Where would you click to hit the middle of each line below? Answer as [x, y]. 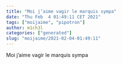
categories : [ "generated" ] [39, 33]
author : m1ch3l [25, 28]
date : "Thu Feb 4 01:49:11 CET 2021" [53, 17]
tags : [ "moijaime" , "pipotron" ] [45, 22]
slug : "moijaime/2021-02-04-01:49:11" [53, 38]
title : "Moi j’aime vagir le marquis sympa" [61, 11]
